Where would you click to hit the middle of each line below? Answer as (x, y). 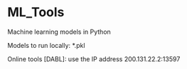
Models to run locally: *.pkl (46, 45)
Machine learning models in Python (59, 32)
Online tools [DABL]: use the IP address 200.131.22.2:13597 (94, 59)
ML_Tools (36, 12)
